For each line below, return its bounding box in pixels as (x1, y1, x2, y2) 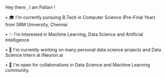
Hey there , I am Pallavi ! (5, 5, 55, 10)
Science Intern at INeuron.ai (5, 52, 63, 58)
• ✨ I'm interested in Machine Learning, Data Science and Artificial (5, 31, 143, 37)
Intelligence (5, 37, 29, 43)
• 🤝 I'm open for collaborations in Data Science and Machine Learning (5, 62, 150, 67)
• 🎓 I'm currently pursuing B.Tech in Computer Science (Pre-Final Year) (5, 15, 155, 20)
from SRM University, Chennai (5, 22, 68, 27)
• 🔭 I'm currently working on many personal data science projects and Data (5, 47, 161, 52)
